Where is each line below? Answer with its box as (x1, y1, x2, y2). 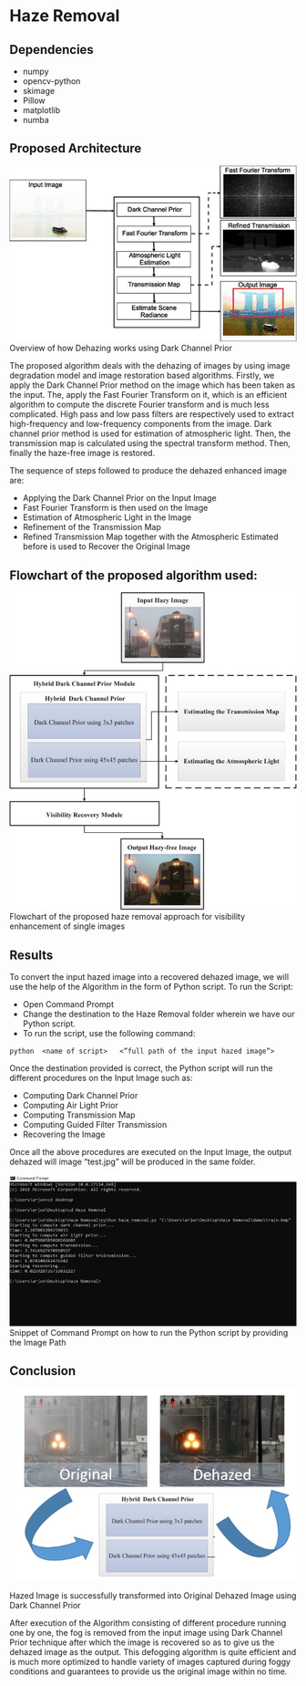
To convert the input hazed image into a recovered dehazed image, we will (9, 972, 290, 983)
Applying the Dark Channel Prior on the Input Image (22, 493, 217, 504)
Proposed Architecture (9, 140, 142, 156)
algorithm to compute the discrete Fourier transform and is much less (9, 399, 270, 411)
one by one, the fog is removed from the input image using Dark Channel (9, 1627, 283, 1638)
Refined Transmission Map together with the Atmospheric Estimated (22, 531, 280, 543)
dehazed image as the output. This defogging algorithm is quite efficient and (9, 1646, 297, 1657)
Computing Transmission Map (22, 1109, 136, 1120)
